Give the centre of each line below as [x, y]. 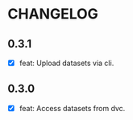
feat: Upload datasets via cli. [66, 63]
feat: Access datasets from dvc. [72, 108]
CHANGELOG [53, 14]
